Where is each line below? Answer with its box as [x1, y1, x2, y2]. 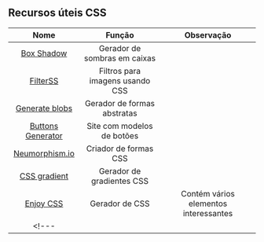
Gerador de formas [85, 97, 156, 108]
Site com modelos [86, 120, 153, 131]
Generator [24, 130, 63, 141]
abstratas [102, 108, 137, 119]
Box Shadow [20, 47, 68, 58]
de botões [101, 130, 139, 141]
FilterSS [29, 75, 59, 86]
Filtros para [98, 65, 141, 76]
